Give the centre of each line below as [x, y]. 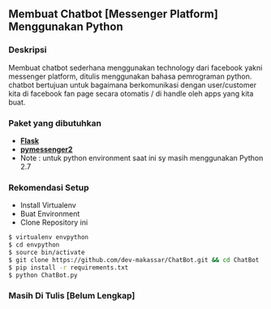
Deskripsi [28, 50]
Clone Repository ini [54, 222]
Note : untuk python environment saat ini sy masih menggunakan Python [142, 157]
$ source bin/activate [47, 253]
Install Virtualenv [48, 205]
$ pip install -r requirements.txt [69, 268]
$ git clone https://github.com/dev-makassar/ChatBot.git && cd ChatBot [134, 260]
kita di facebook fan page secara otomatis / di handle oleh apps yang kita [131, 93]
